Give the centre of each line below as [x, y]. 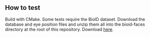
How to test [22, 8]
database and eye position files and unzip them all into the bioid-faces [75, 24]
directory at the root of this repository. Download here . [59, 29]
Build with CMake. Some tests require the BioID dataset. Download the [75, 19]
